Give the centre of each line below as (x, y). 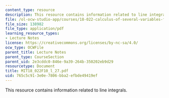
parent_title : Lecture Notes (36, 52)
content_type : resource (30, 10)
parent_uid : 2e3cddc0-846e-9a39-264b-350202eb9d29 (59, 62)
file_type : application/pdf (35, 29)
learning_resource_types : (32, 33)
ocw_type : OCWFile (24, 47)
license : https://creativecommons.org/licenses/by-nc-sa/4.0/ (72, 43)
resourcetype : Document (30, 66)
